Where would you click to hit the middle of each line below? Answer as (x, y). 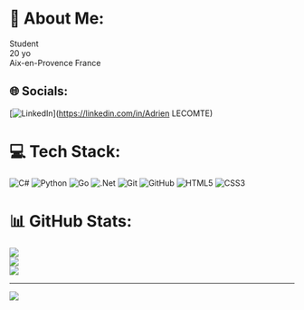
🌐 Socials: (39, 91)
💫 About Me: (57, 19)
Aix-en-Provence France (55, 63)
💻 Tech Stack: (65, 151)
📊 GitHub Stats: (71, 221)
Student (24, 44)
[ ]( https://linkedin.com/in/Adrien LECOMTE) (111, 113)
